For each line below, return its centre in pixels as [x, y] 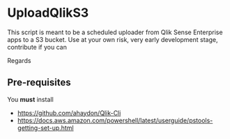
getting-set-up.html [46, 128]
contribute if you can [37, 47]
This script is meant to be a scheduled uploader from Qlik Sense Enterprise [115, 32]
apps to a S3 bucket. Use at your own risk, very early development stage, [113, 39]
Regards [19, 60]
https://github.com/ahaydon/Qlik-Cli [69, 112]
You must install [30, 99]
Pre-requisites [39, 83]
